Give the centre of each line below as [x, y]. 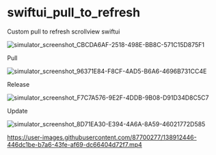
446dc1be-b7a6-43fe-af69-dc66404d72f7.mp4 [75, 144]
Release [18, 84]
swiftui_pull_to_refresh [74, 13]
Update [18, 111]
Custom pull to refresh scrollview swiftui [64, 31]
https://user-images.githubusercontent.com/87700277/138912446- [102, 137]
